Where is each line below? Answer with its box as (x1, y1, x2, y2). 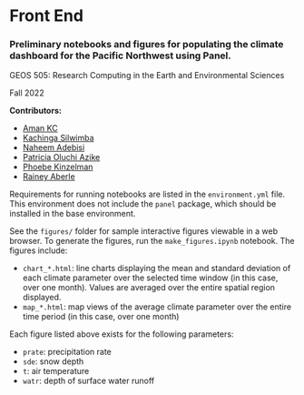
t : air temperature (22, 366, 90, 377)
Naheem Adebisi (22, 142, 85, 153)
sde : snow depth (22, 356, 84, 367)
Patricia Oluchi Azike (22, 152, 101, 163)
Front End (9, 5, 84, 26)
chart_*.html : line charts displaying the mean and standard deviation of (22, 263, 291, 274)
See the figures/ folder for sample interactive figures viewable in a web (9, 226, 279, 237)
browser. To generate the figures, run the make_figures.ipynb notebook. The (9, 236, 295, 247)
